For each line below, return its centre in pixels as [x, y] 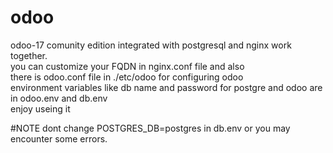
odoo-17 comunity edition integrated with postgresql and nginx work [151, 45]
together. [29, 55]
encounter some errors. [59, 138]
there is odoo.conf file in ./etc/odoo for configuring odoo [127, 77]
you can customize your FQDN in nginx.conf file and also [127, 66]
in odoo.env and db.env [59, 98]
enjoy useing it [40, 108]
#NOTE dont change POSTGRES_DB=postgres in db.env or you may [150, 128]
